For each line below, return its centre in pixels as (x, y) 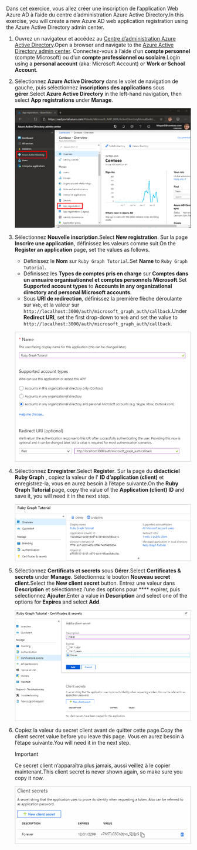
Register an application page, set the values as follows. (82, 249)
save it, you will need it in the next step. (62, 496)
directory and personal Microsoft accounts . (77, 292)
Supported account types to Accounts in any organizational (98, 286)
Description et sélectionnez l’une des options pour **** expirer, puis (97, 589)
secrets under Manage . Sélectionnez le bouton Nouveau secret (92, 576)
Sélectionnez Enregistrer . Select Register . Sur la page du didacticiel (97, 471)
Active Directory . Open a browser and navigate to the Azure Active (94, 45)
